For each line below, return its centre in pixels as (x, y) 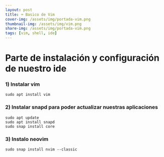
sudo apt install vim (28, 95)
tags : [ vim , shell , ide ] (31, 33)
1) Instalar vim (23, 84)
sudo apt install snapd (30, 122)
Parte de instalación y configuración (82, 58)
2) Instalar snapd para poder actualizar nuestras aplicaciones (81, 107)
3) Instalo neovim (27, 139)
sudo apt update (22, 118)
